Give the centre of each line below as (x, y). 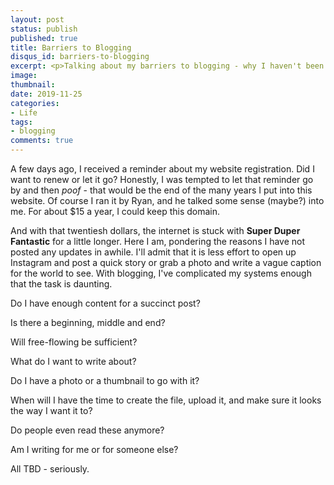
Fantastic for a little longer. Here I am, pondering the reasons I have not (158, 241)
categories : (35, 103)
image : (24, 76)
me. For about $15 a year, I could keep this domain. (115, 211)
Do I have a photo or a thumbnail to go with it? (105, 380)
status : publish (44, 29)
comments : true (42, 141)
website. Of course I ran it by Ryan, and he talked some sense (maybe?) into (167, 200)
